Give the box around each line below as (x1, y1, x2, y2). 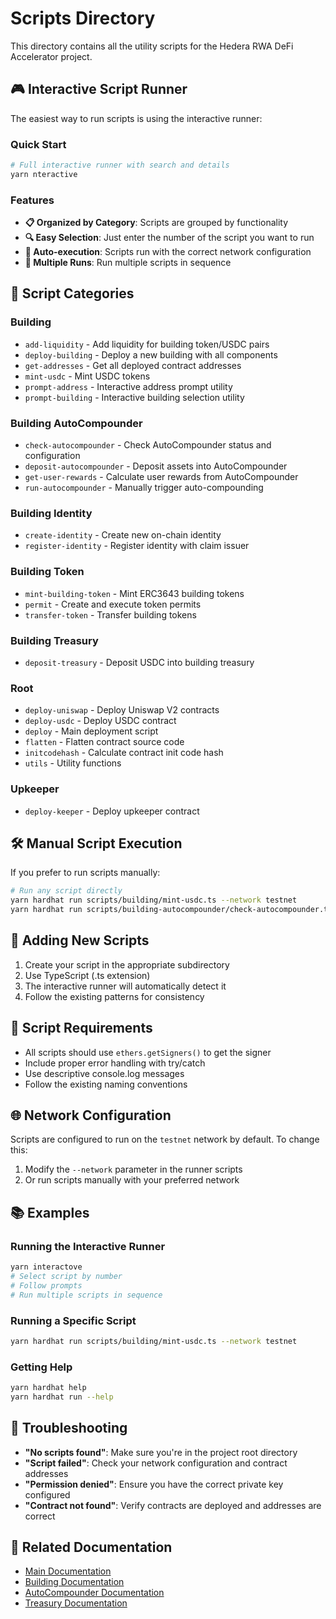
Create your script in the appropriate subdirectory (24, 958, 230, 971)
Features (10, 193, 55, 207)
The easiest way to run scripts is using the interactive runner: (10, 112, 263, 124)
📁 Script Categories (10, 285, 135, 302)
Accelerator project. (10, 50, 93, 62)
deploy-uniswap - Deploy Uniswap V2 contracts (24, 704, 220, 716)
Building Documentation (24, 1576, 125, 1588)
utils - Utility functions (24, 757, 122, 769)
